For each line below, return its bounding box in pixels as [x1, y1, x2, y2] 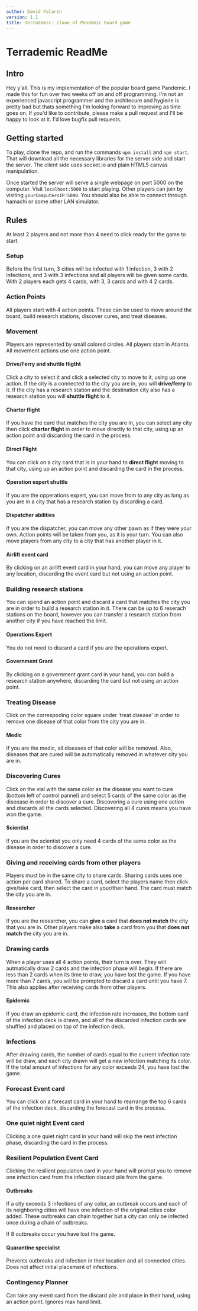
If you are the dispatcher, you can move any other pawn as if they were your [6, 525, 192, 532]
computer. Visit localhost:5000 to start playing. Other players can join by [6, 185, 183, 192]
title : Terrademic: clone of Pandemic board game [6, 20, 131, 25]
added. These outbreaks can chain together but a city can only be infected [6, 1213, 189, 1220]
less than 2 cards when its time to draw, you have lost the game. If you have [6, 971, 191, 978]
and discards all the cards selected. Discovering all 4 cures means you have [6, 804, 191, 811]
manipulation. [6, 168, 40, 175]
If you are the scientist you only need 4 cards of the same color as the [6, 837, 177, 844]
